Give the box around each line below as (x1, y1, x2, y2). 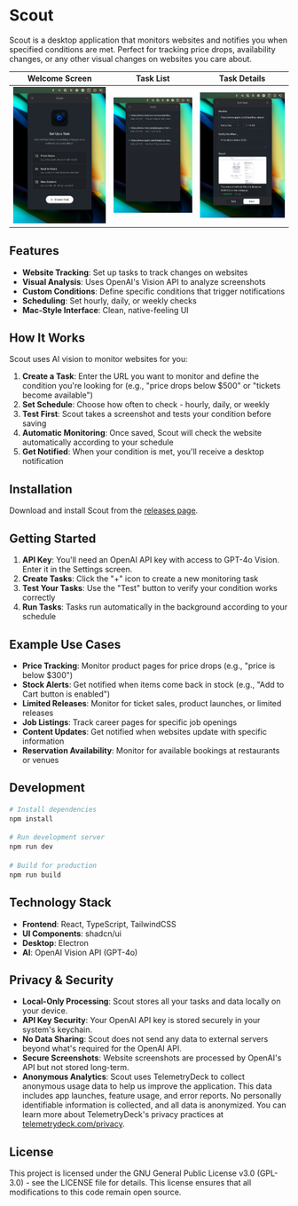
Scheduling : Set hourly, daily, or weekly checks (21, 295, 197, 306)
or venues (21, 754, 59, 765)
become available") (21, 390, 93, 400)
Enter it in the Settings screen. (21, 564, 133, 575)
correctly (21, 592, 56, 603)
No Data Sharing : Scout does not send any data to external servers (21, 1034, 269, 1044)
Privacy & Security (9, 973, 114, 988)
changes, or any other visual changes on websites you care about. (9, 53, 253, 64)
